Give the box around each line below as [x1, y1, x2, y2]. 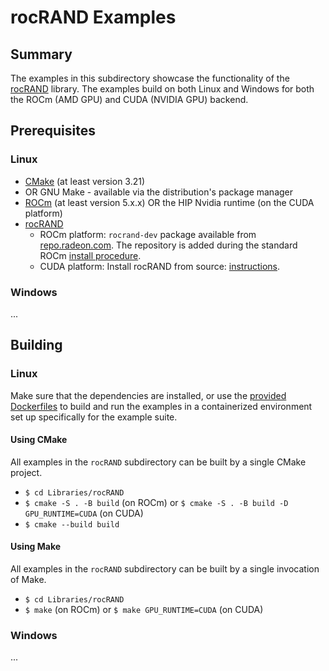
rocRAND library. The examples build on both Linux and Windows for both [10, 83, 315, 95]
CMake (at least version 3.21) [24, 175, 146, 187]
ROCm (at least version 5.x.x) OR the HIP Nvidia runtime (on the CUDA [24, 196, 315, 208]
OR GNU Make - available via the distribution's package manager [24, 186, 294, 198]
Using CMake [10, 434, 68, 446]
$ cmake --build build [24, 519, 120, 530]
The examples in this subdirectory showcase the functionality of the [10, 72, 290, 84]
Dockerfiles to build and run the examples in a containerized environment [10, 400, 313, 412]
